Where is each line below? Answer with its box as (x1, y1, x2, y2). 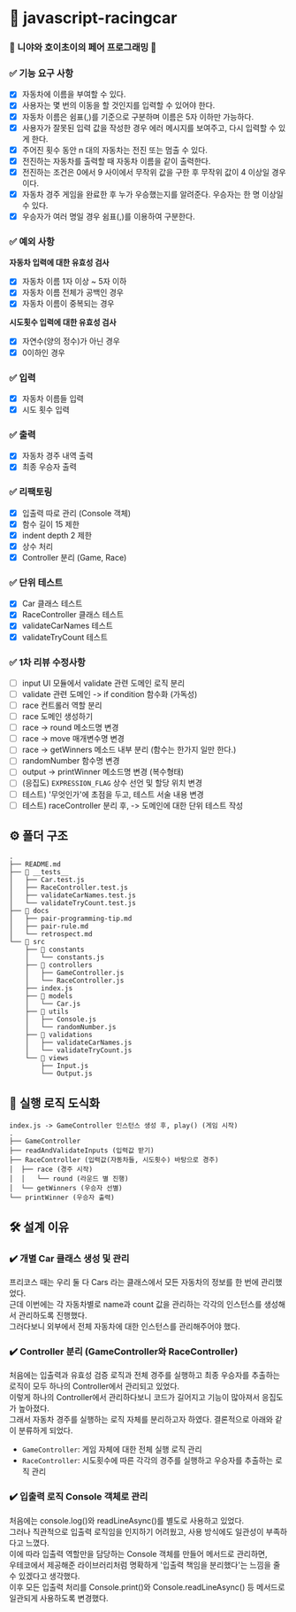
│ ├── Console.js (25, 1015, 97, 1024)
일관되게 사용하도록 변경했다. (9, 1593, 109, 1603)
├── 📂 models (25, 992, 73, 1001)
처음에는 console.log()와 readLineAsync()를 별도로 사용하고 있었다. (9, 1515, 245, 1526)
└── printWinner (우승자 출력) (9, 1193, 115, 1203)
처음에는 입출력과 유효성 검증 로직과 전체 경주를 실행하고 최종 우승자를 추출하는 (9, 1370, 281, 1381)
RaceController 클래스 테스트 (21, 609, 125, 620)
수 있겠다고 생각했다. (9, 1570, 80, 1581)
